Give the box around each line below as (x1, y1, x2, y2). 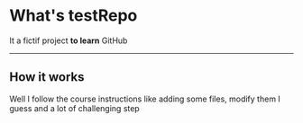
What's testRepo (9, 5, 138, 26)
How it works (9, 69, 85, 85)
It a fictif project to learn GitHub (9, 35, 128, 46)
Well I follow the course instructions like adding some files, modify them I (9, 93, 281, 104)
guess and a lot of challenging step (9, 102, 140, 113)
